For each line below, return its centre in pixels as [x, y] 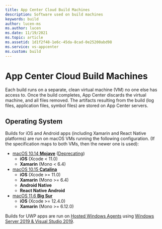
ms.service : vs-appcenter [32, 47]
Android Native [36, 185]
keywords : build [22, 19]
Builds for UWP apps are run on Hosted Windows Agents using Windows [80, 216]
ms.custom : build [23, 51]
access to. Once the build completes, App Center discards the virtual [76, 95]
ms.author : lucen [23, 28]
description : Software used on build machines [54, 14]
